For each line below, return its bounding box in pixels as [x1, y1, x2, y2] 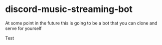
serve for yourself [5, 25, 42, 31]
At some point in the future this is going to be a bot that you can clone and [5, 20, 158, 26]
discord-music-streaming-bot [5, 3, 133, 15]
